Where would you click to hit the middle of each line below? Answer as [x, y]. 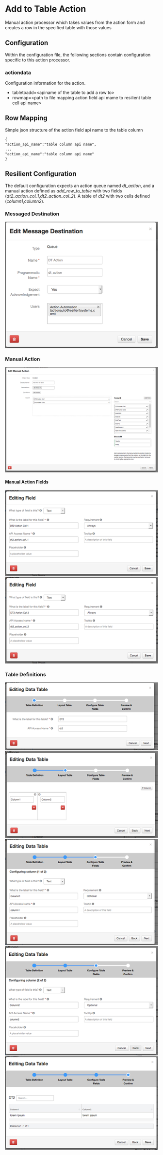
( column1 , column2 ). [25, 201]
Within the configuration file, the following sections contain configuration [78, 55]
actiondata [18, 73]
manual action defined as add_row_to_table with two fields [64, 190]
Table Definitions [25, 674]
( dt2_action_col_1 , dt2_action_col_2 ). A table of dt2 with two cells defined [78, 196]
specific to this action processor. [38, 60]
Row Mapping [26, 118]
